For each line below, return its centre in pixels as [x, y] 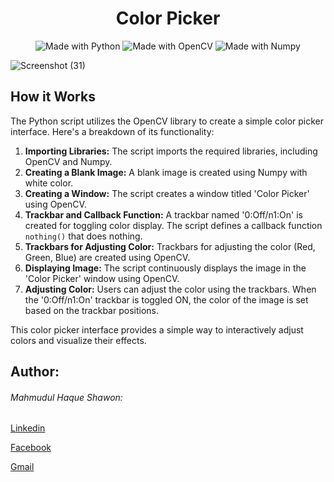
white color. [49, 183]
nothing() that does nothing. [83, 236]
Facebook [31, 448]
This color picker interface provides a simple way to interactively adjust [157, 329]
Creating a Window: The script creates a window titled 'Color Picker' [167, 193]
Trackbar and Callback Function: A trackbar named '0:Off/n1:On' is [163, 214]
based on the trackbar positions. [91, 310]
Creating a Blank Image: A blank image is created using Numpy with [166, 172]
